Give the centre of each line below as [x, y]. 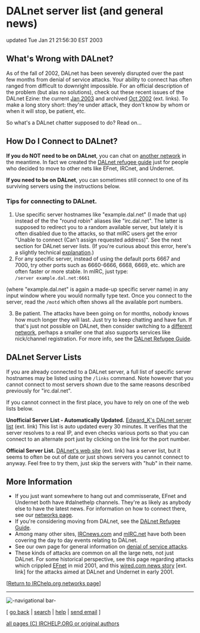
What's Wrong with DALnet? [60, 59]
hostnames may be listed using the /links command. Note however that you [100, 378]
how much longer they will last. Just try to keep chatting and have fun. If [103, 319]
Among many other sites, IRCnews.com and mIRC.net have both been [100, 534]
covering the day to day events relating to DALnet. [76, 540]
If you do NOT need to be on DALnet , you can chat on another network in [96, 155]
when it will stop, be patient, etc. [46, 111]
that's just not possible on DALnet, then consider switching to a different [103, 326]
